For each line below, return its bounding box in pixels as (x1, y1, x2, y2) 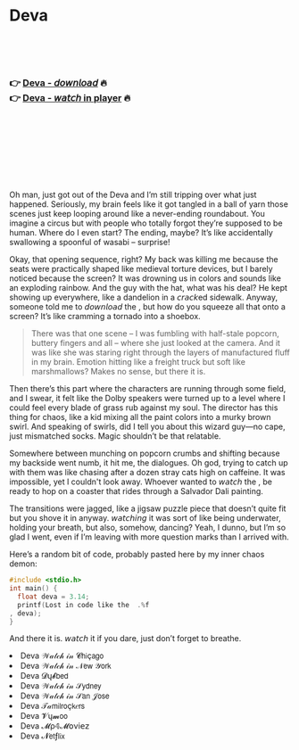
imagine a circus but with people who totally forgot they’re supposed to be (9, 218, 283, 228)
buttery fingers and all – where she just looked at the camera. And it (30, 338, 281, 349)
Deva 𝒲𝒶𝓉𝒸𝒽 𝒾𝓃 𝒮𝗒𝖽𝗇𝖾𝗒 (21, 680, 102, 691)
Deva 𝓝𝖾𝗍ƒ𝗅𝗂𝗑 (21, 730, 65, 741)
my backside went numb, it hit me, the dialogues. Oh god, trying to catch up (9, 457, 288, 468)
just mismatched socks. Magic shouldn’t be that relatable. (9, 431, 221, 441)
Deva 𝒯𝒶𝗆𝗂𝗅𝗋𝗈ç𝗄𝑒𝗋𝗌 (21, 701, 86, 712)
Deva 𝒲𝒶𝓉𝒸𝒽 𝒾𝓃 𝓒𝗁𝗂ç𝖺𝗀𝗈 (21, 650, 104, 661)
